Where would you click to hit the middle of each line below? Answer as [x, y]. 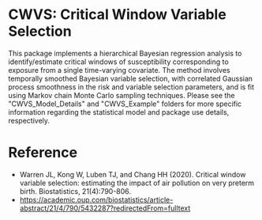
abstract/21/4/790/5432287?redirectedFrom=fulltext [105, 208]
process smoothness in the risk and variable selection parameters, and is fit [131, 87]
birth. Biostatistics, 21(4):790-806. [75, 191]
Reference [43, 153]
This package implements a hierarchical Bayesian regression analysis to [125, 53]
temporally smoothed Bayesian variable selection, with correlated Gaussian [131, 78]
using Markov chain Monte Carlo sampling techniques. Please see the [122, 95]
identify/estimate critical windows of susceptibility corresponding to [118, 62]
